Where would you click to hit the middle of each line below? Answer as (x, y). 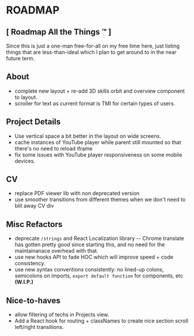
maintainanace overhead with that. (56, 251)
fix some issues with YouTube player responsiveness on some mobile (98, 155)
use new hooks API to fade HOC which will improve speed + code (94, 257)
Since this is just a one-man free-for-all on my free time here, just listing (93, 46)
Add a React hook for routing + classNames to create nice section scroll (101, 321)
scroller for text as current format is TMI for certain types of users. (95, 103)
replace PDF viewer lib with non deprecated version (77, 194)
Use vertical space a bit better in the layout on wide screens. (88, 136)
